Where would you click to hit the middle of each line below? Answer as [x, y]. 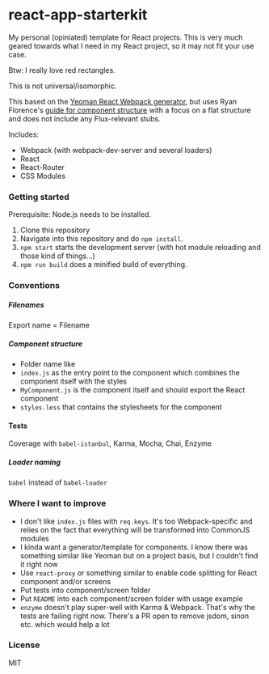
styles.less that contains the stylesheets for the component [121, 407]
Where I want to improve [57, 503]
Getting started [39, 197]
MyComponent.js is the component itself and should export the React [132, 390]
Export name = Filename [49, 325]
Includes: [23, 134]
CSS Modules [43, 176]
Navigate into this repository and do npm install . [101, 239]
